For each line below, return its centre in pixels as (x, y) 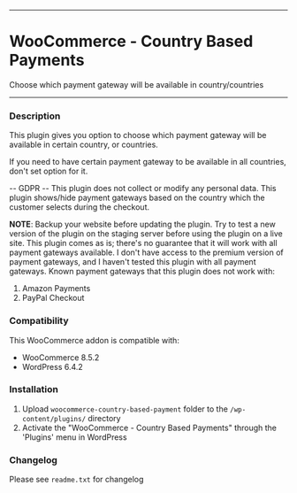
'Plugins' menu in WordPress (74, 437)
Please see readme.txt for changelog (76, 480)
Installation (34, 389)
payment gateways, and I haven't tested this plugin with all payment (133, 262)
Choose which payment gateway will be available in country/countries (137, 84)
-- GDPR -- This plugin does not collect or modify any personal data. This (143, 189)
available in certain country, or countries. (84, 145)
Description (35, 116)
